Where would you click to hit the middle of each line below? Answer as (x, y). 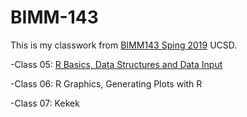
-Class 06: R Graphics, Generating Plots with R (106, 83)
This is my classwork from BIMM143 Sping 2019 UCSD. (124, 45)
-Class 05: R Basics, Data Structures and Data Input (116, 64)
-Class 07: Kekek (45, 103)
